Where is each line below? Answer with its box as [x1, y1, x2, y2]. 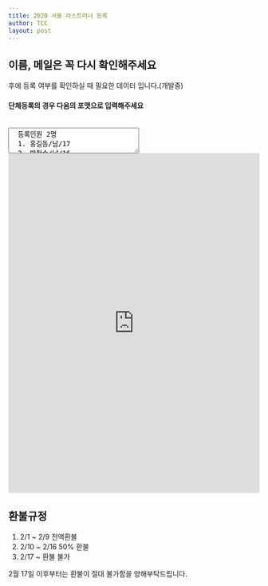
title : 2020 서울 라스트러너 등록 [8, 11, 108, 20]
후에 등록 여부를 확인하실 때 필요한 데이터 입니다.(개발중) [8, 81, 183, 90]
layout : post [8, 26, 52, 34]
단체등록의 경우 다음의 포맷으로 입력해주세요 [8, 101, 144, 110]
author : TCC [8, 19, 48, 27]
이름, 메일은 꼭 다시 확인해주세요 [8, 58, 157, 72]
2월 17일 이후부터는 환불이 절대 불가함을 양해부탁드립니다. [8, 569, 187, 579]
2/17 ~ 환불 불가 [19, 552, 70, 562]
